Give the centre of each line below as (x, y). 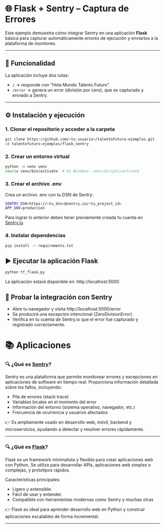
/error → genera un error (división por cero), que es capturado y (78, 90)
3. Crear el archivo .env (33, 184)
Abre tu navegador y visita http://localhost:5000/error (67, 309)
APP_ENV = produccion (25, 208)
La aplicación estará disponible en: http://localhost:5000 (62, 282)
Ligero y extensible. (32, 489)
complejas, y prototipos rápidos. (38, 470)
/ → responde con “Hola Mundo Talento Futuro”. (61, 84)
